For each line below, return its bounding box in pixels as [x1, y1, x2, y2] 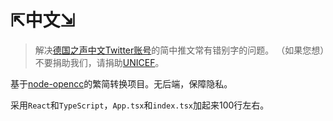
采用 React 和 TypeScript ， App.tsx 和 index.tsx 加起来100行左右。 [10, 99, 270, 111]
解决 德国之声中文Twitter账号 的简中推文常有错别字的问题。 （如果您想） [34, 44, 325, 56]
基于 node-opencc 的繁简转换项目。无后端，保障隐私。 [10, 77, 233, 90]
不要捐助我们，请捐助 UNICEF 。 [34, 56, 165, 68]
